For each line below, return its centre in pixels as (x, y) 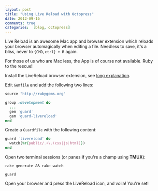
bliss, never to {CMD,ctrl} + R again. (42, 52)
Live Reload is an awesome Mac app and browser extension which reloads (79, 41)
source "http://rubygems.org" (36, 94)
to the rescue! (19, 66)
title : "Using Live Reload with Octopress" (50, 14)
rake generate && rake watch (34, 166)
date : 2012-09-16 (22, 18)
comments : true (20, 23)
